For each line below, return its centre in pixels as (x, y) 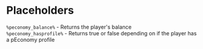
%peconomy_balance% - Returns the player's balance (69, 27)
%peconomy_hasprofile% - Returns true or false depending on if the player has (101, 33)
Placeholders (40, 10)
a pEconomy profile (31, 39)
